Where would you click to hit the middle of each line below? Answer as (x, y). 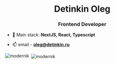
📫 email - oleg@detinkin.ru (41, 44)
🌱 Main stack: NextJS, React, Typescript (54, 35)
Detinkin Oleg (82, 9)
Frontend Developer (82, 24)
